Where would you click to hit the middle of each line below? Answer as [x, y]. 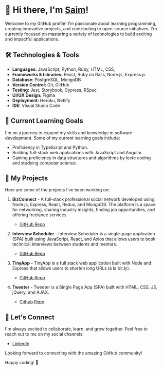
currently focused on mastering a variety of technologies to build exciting [79, 34]
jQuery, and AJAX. [31, 292]
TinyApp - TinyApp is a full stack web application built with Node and [82, 263]
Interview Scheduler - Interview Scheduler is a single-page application [83, 234]
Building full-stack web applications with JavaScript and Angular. [77, 152]
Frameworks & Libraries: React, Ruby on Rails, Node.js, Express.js [79, 74]
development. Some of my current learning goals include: [63, 138]
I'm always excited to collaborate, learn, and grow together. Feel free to [76, 329]
